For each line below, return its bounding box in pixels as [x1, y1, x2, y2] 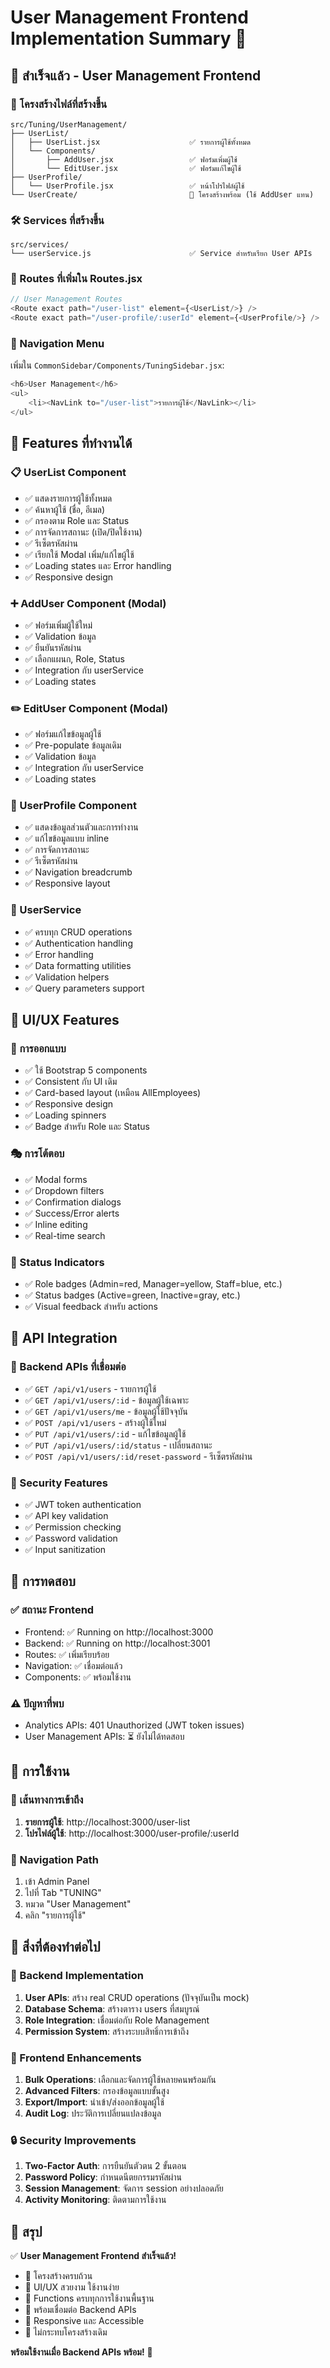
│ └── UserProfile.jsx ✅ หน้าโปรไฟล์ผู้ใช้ [10, 181, 245, 191]
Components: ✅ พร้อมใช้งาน [24, 1671, 132, 1683]
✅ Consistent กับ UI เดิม [24, 1076, 118, 1088]
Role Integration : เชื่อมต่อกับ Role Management [24, 2014, 210, 2026]
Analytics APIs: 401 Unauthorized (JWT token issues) [24, 1719, 245, 1731]
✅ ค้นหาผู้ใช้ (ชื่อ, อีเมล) [24, 503, 106, 515]
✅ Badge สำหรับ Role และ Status [24, 1121, 150, 1133]
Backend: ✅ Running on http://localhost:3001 [24, 1637, 211, 1649]
